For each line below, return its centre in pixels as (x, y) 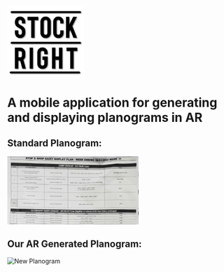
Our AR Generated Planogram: (75, 244)
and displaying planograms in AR (105, 117)
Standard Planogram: (55, 143)
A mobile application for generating (112, 102)
